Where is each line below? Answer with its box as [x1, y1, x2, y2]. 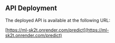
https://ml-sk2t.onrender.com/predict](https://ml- [7, 27, 109, 33]
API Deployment [5, 4, 57, 12]
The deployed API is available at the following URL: [5, 17, 110, 23]
